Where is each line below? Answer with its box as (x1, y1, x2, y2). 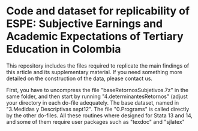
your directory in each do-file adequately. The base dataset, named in (6, 99, 179, 106)
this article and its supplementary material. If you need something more (6, 68, 183, 75)
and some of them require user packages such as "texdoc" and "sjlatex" (6, 118, 185, 125)
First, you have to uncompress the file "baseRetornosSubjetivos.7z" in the (6, 86, 189, 93)
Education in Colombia (6, 42, 121, 56)
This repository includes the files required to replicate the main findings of (6, 62, 190, 69)
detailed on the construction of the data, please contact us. (6, 75, 153, 82)
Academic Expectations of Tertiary (6, 30, 184, 43)
